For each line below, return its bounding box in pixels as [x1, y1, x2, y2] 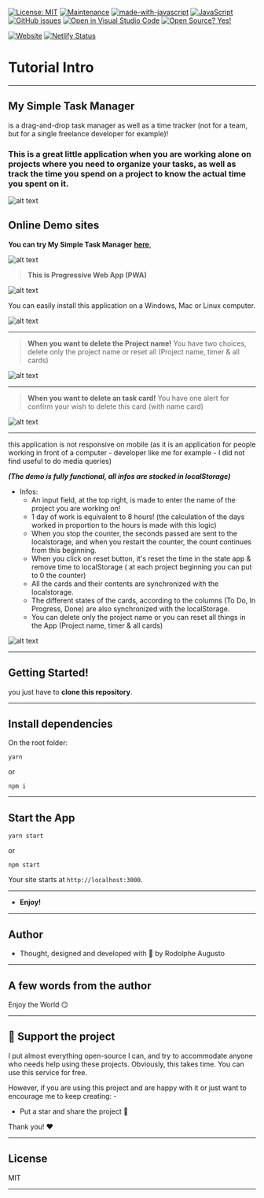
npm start [8, 861, 41, 870]
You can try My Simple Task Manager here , [8, 239, 152, 249]
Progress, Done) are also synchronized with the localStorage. [31, 603, 230, 614]
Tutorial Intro [8, 59, 94, 76]
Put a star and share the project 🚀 [19, 1107, 128, 1116]
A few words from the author [8, 979, 152, 992]
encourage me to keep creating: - [8, 1091, 117, 1100]
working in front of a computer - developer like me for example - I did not [8, 447, 245, 457]
